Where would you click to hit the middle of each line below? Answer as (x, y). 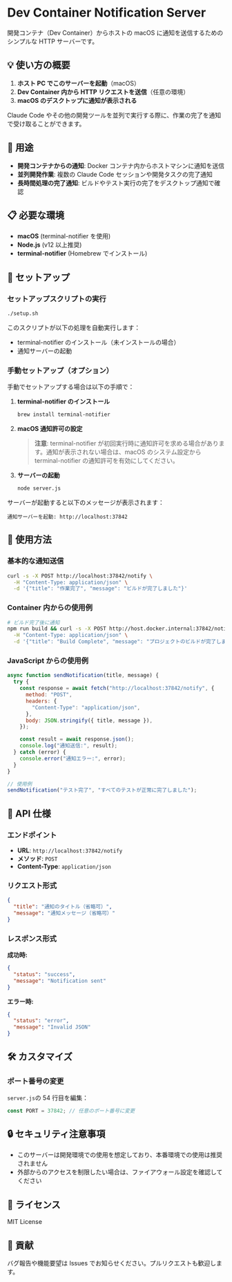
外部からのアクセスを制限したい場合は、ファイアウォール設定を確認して (120, 1172)
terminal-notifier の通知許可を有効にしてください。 (107, 461)
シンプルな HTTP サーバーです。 (53, 41)
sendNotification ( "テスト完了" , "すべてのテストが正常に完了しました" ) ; (102, 790)
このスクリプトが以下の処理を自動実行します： (74, 327)
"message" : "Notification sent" (60, 981)
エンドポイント (32, 835)
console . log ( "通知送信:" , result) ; (69, 746)
